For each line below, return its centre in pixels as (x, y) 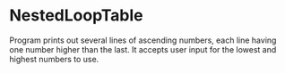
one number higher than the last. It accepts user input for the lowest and (143, 49)
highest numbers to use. (54, 59)
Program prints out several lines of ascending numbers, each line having (143, 40)
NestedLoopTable (76, 16)
